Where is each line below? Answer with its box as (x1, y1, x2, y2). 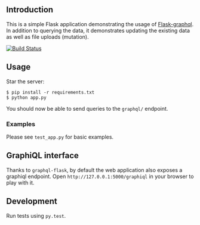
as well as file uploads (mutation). (6, 33, 89, 40)
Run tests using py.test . (6, 212, 66, 219)
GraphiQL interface (6, 151, 79, 161)
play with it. (6, 179, 35, 186)
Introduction (6, 5, 54, 15)
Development (6, 196, 58, 207)
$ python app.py (6, 95, 47, 101)
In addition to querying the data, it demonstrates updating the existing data (6, 27, 190, 34)
